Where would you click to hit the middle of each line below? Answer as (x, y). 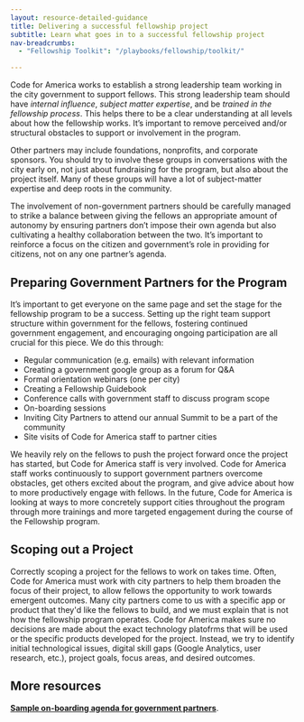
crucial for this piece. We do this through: (87, 342)
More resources (56, 686)
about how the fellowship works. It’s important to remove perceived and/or (149, 124)
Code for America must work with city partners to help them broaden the (146, 581)
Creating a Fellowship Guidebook (85, 388)
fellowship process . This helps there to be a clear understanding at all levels (151, 114)
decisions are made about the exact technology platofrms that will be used (149, 629)
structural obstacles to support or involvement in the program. (126, 133)
